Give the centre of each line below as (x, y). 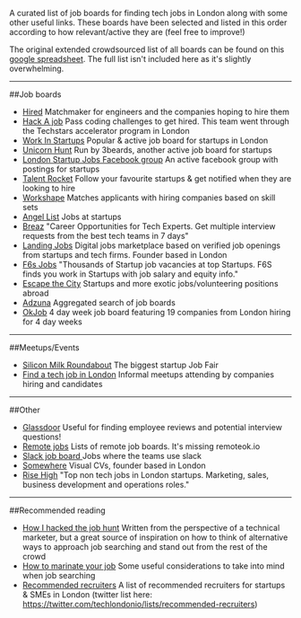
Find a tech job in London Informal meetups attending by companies (148, 375)
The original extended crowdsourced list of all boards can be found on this (147, 49)
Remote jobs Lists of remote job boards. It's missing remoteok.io (141, 446)
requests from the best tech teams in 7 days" (106, 236)
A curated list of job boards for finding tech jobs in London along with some (149, 13)
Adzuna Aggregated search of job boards (99, 303)
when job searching (59, 575)
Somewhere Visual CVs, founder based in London (114, 465)
